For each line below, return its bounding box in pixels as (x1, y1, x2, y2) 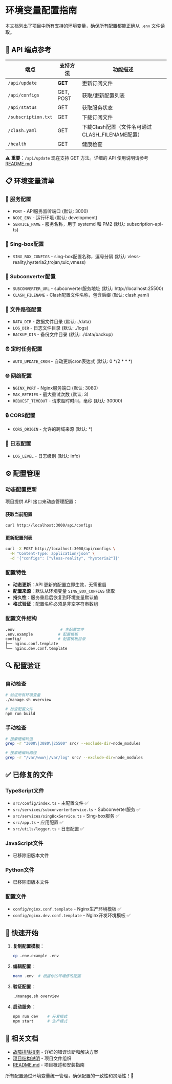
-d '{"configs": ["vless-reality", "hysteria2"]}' (10, 556, 120, 561)
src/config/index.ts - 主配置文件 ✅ (12, 800, 89, 806)
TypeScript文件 (5, 787, 45, 795)
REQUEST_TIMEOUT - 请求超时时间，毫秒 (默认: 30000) (12, 397, 123, 403)
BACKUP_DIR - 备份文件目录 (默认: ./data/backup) (12, 332, 113, 338)
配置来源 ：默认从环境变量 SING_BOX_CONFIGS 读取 (12, 588, 115, 594)
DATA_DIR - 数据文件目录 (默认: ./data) (12, 319, 91, 325)
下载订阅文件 (81, 113, 113, 121)
